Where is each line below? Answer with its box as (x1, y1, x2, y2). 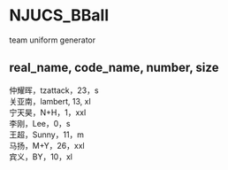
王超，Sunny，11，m (9, 129, 85, 140)
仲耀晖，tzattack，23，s (9, 85, 99, 96)
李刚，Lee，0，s (9, 118, 71, 128)
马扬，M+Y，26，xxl (9, 140, 86, 151)
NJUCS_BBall (9, 5, 110, 26)
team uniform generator (9, 35, 96, 45)
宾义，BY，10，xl (9, 151, 73, 162)
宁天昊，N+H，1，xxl (9, 107, 87, 118)
